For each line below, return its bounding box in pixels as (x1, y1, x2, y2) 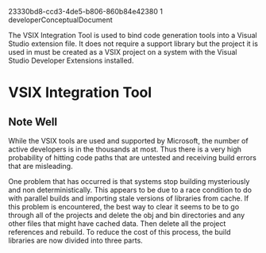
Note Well (8, 115, 58, 128)
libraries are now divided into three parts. (8, 236, 143, 245)
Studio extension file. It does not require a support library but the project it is (8, 39, 258, 48)
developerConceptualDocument (8, 15, 113, 25)
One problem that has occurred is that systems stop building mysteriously (8, 177, 250, 186)
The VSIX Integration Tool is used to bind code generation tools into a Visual (8, 31, 257, 40)
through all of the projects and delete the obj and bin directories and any (8, 210, 245, 220)
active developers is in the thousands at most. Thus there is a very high (8, 144, 242, 154)
